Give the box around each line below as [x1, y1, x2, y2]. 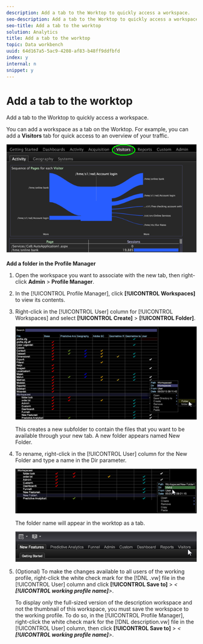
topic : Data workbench [6, 42, 63, 48]
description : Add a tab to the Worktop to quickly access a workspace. [6, 10, 190, 16]
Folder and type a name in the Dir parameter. [14, 456, 127, 464]
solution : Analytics [6, 29, 59, 35]
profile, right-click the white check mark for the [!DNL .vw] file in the [14, 574, 185, 582]
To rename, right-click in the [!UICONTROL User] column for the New [14, 450, 187, 457]
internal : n [6, 61, 36, 67]
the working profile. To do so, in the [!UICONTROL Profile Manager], [14, 612, 184, 619]
